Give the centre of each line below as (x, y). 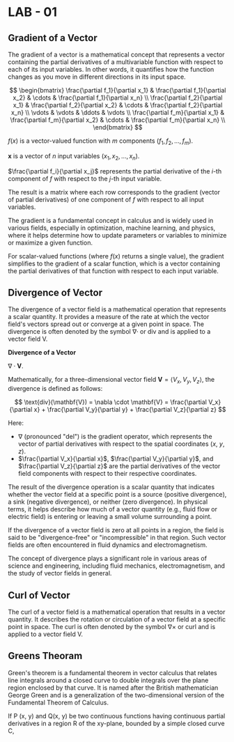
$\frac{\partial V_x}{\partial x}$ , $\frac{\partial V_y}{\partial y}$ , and (116, 459)
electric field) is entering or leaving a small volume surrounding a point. (110, 517)
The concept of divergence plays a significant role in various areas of (108, 559)
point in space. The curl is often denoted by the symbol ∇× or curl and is (112, 627)
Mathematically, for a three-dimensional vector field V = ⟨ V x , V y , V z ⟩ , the (111, 380)
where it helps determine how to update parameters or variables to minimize (117, 235)
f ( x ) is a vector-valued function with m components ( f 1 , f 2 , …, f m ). (101, 141)
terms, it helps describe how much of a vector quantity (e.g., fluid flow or (113, 509)
